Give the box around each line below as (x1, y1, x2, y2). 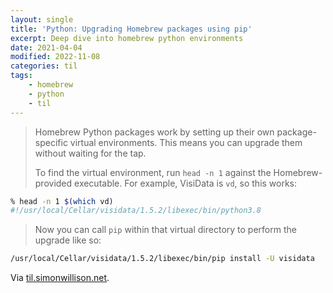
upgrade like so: (34, 234, 102, 246)
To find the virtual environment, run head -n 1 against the (34, 166, 272, 178)
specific (34, 136, 68, 148)
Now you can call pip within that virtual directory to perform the (34, 224, 297, 236)
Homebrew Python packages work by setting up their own (34, 126, 275, 138)
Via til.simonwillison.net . (10, 272, 110, 284)
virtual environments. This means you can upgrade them (69, 136, 303, 148)
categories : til (10, 61, 78, 71)
